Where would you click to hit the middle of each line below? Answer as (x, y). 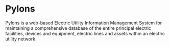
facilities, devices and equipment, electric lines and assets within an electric (85, 33)
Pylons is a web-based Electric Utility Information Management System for (84, 23)
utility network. (21, 39)
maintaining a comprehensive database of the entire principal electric (78, 28)
